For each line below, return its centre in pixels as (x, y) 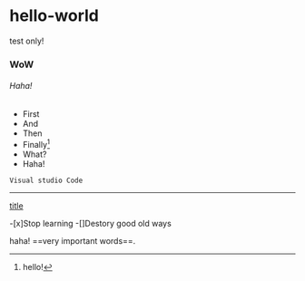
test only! (27, 41)
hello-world (54, 16)
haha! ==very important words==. (73, 240)
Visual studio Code (46, 180)
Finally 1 (36, 144)
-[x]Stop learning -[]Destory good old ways (91, 223)
